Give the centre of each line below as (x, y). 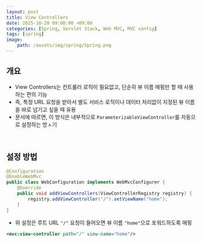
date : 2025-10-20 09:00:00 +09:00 (50, 23)
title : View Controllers (37, 17)
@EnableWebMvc (24, 177)
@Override (29, 188)
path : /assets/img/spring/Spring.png (64, 46)
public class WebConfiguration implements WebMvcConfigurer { (86, 182)
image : (14, 40)
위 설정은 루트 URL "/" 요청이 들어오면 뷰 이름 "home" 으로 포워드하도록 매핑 (103, 223)
